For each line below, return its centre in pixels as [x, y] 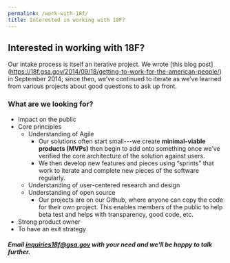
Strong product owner [49, 222]
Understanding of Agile [61, 134]
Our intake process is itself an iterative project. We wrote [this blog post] [111, 64]
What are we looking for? [51, 104]
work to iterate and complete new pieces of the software [118, 170]
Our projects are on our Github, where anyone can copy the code [131, 200]
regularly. [52, 178]
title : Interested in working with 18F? [67, 20]
